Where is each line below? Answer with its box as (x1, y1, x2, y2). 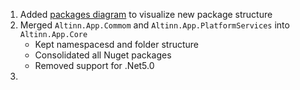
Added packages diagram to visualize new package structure (19, 9, 273, 20)
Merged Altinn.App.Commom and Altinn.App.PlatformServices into (19, 19, 290, 31)
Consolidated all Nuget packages (34, 49, 172, 61)
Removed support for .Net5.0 (34, 60, 155, 71)
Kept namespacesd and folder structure (34, 39, 199, 50)
